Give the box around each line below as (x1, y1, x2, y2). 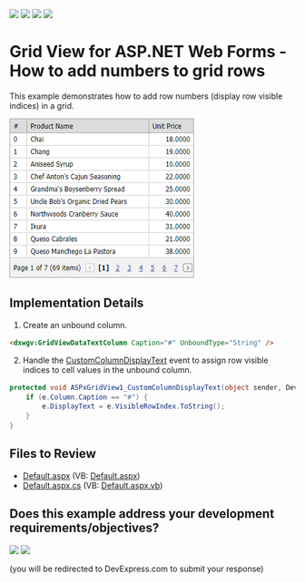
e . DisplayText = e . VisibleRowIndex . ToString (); (42, 402, 225, 412)
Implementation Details (9, 296, 144, 311)
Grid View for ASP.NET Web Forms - (9, 42, 288, 63)
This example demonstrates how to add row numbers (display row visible (9, 91, 283, 102)
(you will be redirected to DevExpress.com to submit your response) (9, 563, 264, 574)
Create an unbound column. (22, 319, 128, 330)
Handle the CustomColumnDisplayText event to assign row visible (22, 355, 270, 365)
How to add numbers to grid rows (9, 61, 266, 82)
